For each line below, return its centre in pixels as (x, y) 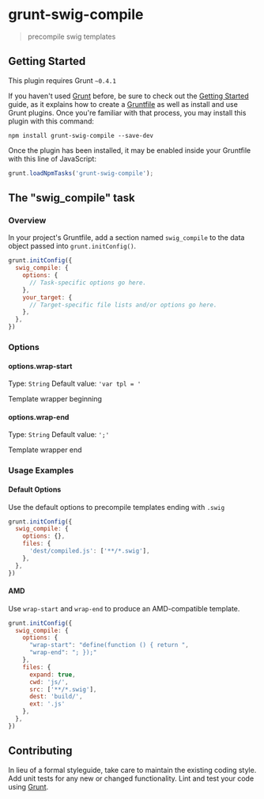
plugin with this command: (51, 121)
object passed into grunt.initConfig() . (72, 246)
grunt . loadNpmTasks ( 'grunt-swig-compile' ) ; (81, 173)
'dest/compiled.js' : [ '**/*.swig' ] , (89, 551)
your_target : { (47, 297)
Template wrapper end (45, 450)
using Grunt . (28, 786)
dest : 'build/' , (56, 697)
